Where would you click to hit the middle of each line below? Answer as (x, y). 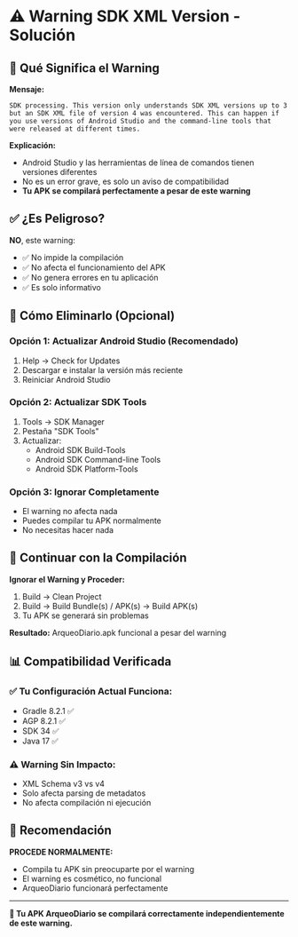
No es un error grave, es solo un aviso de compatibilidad (125, 181)
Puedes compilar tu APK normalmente (92, 520)
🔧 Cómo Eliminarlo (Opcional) (92, 316)
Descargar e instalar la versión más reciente (102, 369)
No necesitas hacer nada (67, 530)
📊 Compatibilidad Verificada (90, 662)
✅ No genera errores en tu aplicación (90, 277)
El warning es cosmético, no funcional (92, 878)
